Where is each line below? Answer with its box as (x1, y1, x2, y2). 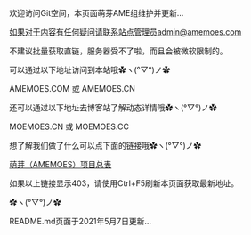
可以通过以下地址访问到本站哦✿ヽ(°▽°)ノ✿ (9, 65, 171, 75)
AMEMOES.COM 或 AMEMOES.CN (9, 84, 136, 93)
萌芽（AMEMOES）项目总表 (9, 159, 112, 169)
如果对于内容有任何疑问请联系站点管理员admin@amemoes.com (9, 27, 242, 37)
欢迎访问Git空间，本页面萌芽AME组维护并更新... (9, 8, 184, 18)
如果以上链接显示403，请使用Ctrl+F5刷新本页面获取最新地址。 (9, 178, 239, 189)
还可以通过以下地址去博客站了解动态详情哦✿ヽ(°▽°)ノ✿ (9, 102, 218, 113)
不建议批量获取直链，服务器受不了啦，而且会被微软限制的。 (9, 45, 228, 56)
